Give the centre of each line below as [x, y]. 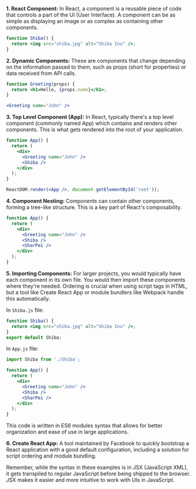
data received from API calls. [41, 73]
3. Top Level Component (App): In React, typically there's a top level [90, 117]
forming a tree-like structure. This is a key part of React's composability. [94, 207]
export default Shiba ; [34, 337]
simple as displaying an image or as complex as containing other [85, 21]
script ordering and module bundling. [51, 456]
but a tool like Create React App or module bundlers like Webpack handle [95, 292]
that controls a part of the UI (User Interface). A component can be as [91, 15]
